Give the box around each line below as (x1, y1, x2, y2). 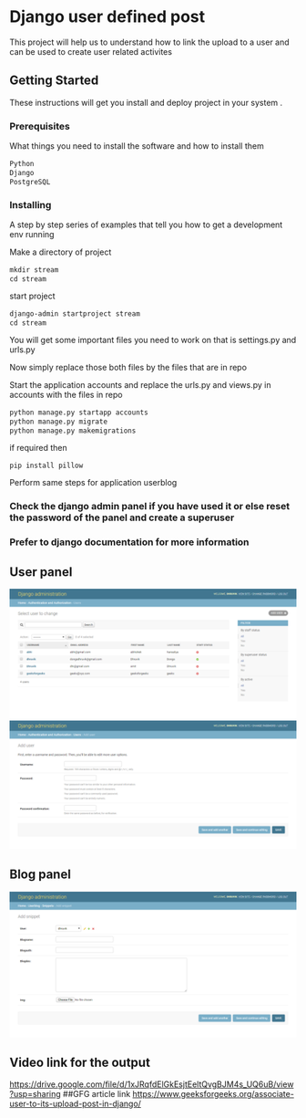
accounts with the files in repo (9, 390, 123, 401)
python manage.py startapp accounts (9, 408, 148, 417)
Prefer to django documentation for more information (9, 536, 250, 549)
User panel (9, 564, 73, 580)
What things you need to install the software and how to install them (9, 141, 264, 152)
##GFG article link (62, 1089, 131, 1100)
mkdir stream (9, 266, 59, 275)
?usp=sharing (9, 1089, 61, 1100)
